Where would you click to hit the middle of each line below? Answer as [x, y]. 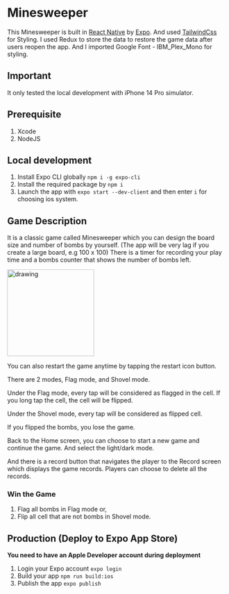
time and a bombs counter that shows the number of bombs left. [99, 260]
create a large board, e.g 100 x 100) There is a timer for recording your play [114, 253]
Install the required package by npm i [70, 185]
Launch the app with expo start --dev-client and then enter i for [112, 192]
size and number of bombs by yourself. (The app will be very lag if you [108, 245]
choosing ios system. [48, 199]
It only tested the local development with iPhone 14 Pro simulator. [101, 92]
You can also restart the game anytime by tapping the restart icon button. [112, 366]
